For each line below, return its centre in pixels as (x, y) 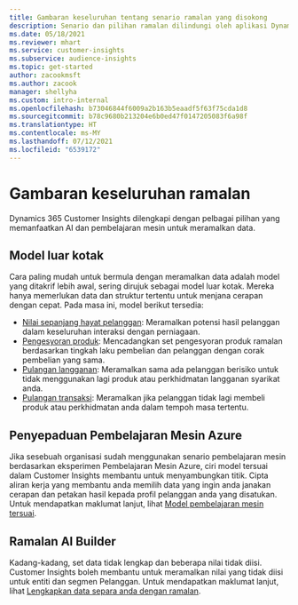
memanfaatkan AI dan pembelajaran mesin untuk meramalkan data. (132, 227)
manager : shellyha (43, 92)
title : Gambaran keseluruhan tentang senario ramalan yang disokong (138, 17)
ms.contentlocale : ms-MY (55, 133)
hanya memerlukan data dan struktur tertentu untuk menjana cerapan (136, 296)
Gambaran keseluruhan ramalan (130, 193)
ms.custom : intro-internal (59, 100)
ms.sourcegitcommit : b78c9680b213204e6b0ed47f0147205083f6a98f (129, 116)
